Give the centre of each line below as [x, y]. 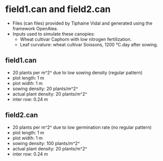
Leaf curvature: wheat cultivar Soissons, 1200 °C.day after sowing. [89, 44]
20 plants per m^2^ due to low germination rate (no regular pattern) [82, 127]
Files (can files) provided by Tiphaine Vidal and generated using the [83, 23]
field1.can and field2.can [58, 9]
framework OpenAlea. [35, 28]
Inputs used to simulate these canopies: [54, 34]
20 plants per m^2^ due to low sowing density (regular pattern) [77, 72]
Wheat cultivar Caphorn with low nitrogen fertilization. [76, 39]
